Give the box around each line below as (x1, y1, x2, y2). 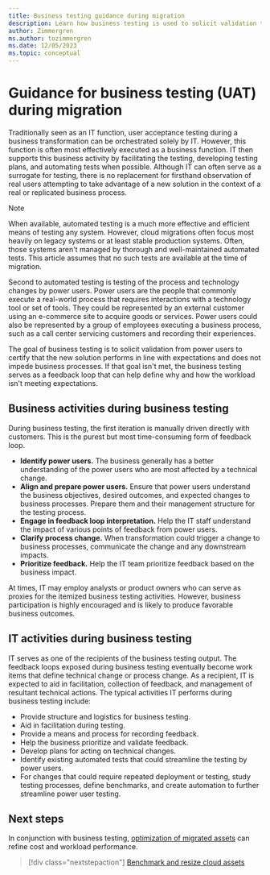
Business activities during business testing (8, 402, 229, 416)
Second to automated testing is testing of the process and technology (8, 277, 239, 287)
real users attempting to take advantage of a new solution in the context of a (8, 179, 261, 189)
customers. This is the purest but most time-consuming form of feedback (8, 432, 252, 442)
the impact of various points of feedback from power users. (19, 525, 218, 534)
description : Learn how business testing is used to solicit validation (8, 19, 257, 27)
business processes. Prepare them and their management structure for (19, 499, 256, 508)
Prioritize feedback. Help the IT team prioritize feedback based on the (19, 558, 255, 568)
